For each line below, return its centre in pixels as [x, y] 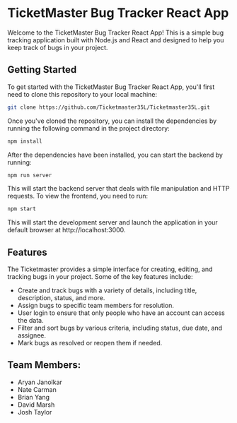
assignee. [32, 335]
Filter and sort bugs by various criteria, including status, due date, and [120, 328]
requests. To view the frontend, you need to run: [78, 196]
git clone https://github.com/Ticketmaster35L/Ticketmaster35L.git [109, 107]
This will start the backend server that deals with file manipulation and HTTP [118, 189]
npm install [25, 141]
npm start [22, 209]
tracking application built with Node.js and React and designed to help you [116, 40]
